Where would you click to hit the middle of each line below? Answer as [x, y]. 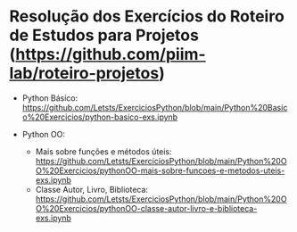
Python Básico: [50, 98]
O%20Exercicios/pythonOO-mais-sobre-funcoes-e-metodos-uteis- [160, 170]
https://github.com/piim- [111, 54]
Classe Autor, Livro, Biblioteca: [92, 189]
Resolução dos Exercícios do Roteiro [147, 17]
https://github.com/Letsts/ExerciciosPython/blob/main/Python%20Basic [155, 107]
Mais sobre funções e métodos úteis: [103, 151]
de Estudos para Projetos [104, 35]
